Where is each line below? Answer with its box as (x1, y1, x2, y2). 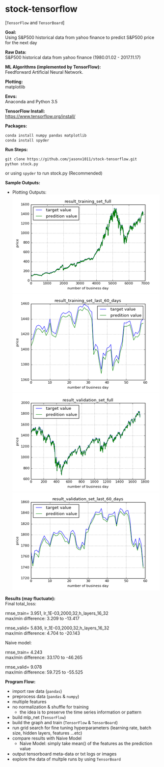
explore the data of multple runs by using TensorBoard (12, 756, 121, 762)
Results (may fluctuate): (5, 596, 55, 601)
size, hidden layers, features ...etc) (12, 730, 82, 736)
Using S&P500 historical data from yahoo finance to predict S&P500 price (5, 34, 155, 40)
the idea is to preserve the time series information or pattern (19, 709, 141, 715)
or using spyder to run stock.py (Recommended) (5, 170, 103, 176)
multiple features (12, 699, 47, 705)
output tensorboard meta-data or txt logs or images (12, 751, 117, 757)
